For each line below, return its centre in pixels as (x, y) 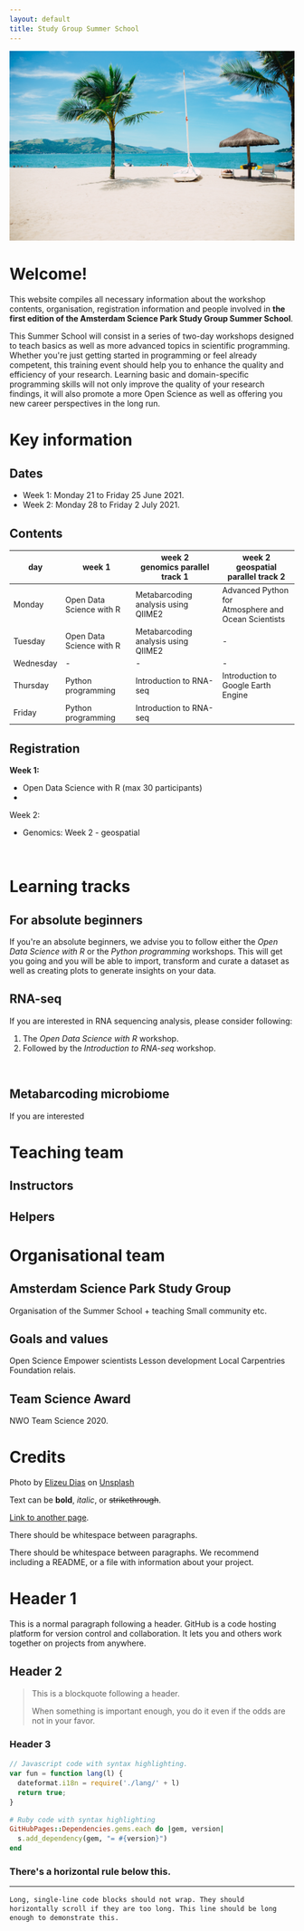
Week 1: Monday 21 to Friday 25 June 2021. (103, 495)
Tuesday (29, 641)
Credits (38, 1457)
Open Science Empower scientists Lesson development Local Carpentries (147, 1361)
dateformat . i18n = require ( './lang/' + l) (99, 1783)
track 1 (175, 577)
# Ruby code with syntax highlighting (82, 1820)
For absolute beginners (76, 920)
